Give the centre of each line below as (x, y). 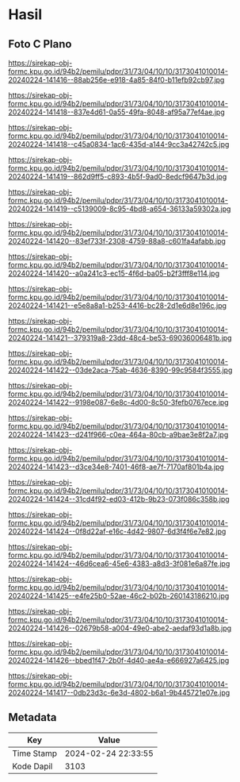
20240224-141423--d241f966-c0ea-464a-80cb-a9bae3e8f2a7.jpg (118, 435)
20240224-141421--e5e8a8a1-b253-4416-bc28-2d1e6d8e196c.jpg (118, 306)
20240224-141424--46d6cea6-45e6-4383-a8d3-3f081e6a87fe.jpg (119, 564)
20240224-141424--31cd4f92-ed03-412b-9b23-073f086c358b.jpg (119, 499)
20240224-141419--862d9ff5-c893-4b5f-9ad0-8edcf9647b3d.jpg (118, 177)
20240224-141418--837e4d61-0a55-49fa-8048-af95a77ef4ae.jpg (116, 112)
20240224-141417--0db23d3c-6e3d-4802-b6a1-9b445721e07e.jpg (119, 693)
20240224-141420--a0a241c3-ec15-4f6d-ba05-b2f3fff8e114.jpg (114, 273)
